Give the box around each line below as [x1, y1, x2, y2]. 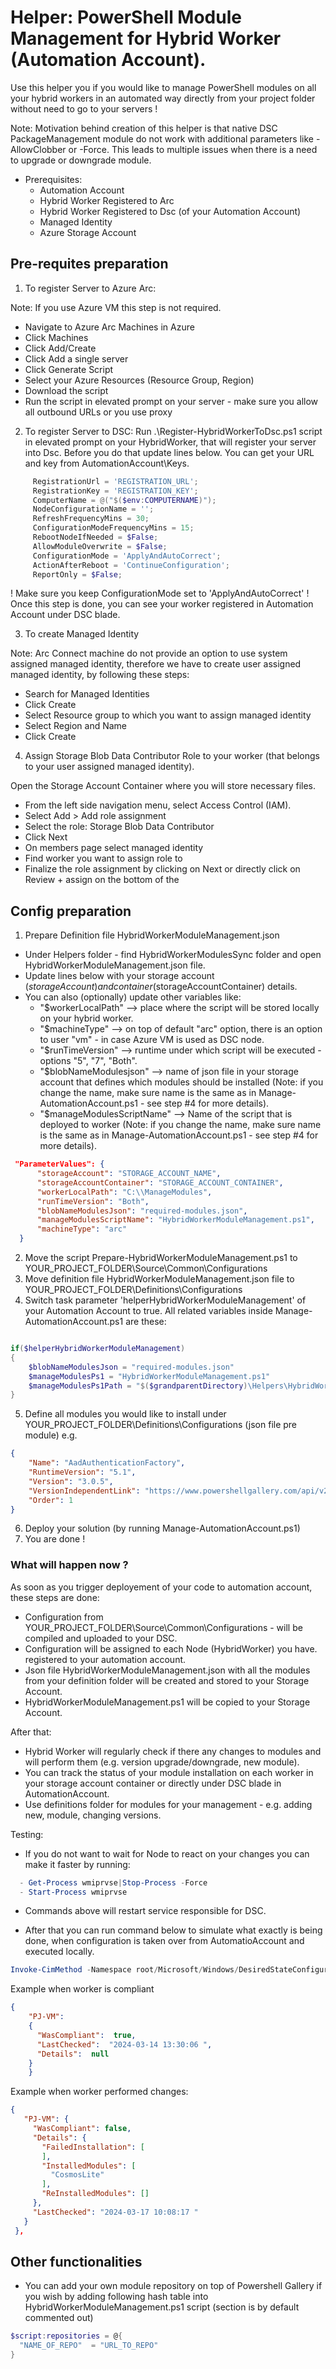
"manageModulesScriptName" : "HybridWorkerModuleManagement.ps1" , [36, 1215, 315, 1225]
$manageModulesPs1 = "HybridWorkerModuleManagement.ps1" [28, 1371, 271, 1381]
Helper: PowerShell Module [10, 6, 242, 29]
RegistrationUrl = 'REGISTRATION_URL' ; [32, 476, 199, 486]
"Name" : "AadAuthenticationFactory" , [28, 1458, 186, 1468]
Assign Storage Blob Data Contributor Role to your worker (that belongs [24, 750, 320, 762]
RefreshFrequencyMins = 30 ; [32, 514, 150, 524]
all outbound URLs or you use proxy [24, 406, 173, 418]
